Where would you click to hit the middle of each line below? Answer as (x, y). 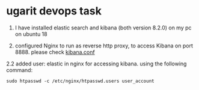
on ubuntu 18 (31, 34)
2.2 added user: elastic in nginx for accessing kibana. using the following (96, 64)
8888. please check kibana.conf (55, 52)
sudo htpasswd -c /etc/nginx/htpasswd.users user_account (80, 81)
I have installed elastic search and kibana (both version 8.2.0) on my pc (103, 28)
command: (20, 70)
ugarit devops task (54, 11)
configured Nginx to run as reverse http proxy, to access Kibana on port (104, 46)
